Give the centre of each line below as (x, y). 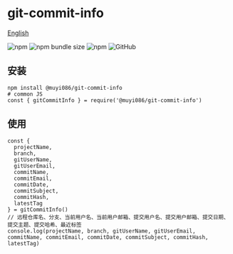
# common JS (25, 94)
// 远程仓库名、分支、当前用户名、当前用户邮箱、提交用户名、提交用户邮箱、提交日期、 (118, 217)
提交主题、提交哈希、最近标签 (45, 225)
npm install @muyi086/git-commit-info (65, 88)
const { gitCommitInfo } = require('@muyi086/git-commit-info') (105, 100)
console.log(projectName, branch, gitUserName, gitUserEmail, (102, 231)
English (18, 33)
